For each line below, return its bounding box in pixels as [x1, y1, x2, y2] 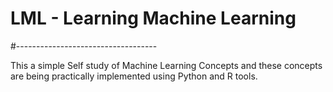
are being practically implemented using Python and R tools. [10, 70, 258, 82]
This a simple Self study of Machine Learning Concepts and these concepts [10, 59, 323, 71]
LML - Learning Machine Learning [10, 7, 297, 30]
